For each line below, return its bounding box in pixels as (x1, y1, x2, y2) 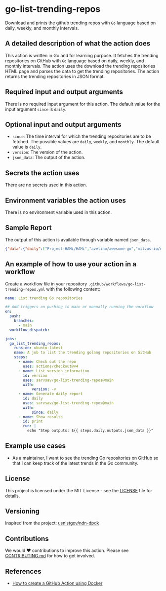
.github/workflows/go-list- (88, 281, 146, 287)
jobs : (5, 336, 16, 341)
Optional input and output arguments (5, 120, 122, 129)
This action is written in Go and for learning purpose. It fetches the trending (5, 52, 159, 58)
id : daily (23, 396, 43, 401)
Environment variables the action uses (5, 196, 126, 204)
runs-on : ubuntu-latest (14, 346, 63, 351)
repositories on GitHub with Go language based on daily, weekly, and (5, 58, 144, 64)
